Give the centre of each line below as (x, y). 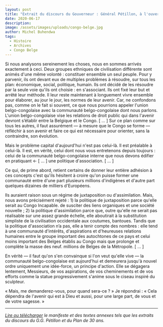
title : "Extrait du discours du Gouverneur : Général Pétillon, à (73, 14)
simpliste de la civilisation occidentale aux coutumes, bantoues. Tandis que (80, 220)
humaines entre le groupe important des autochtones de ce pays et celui (78, 236)
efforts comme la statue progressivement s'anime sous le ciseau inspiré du (80, 276)
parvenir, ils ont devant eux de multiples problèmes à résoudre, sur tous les (80, 79)
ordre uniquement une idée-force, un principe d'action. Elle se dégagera (77, 266)
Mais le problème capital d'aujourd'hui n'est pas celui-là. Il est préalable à (79, 145)
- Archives (20, 46)
